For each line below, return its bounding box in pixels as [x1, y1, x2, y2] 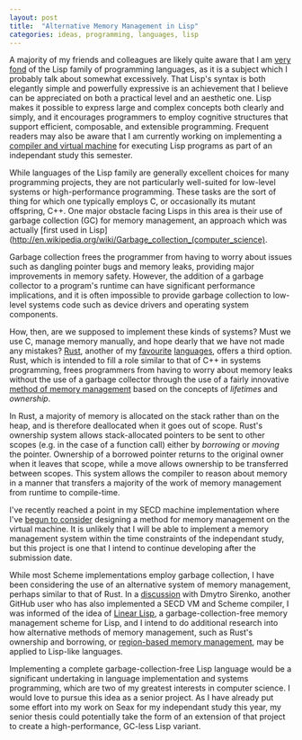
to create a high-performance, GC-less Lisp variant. [9, 721, 201, 732]
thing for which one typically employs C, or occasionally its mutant [9, 196, 256, 207]
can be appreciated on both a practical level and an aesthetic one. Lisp [9, 93, 272, 103]
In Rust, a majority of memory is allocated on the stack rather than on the [9, 411, 280, 422]
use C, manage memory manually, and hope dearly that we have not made [9, 336, 285, 347]
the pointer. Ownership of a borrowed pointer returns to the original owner [9, 449, 285, 459]
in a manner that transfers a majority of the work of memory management [9, 477, 282, 488]
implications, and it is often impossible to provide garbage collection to [9, 290, 271, 301]
